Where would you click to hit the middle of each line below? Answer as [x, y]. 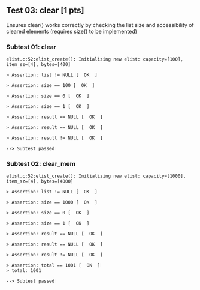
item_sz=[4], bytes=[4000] [40, 181]
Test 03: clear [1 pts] [45, 11]
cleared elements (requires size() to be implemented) [72, 31]
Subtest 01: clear [31, 47]
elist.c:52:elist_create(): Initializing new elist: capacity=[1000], [96, 176]
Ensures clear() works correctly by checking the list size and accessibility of [100, 25]
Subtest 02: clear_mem [41, 164]
